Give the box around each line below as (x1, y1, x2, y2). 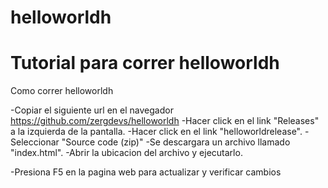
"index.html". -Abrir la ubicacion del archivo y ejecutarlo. (10, 147, 243, 159)
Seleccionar (10, 136, 60, 148)
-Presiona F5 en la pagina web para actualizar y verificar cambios (10, 166, 282, 178)
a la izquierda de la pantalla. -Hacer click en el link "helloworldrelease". (10, 126, 303, 138)
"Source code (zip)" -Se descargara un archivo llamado (61, 136, 291, 148)
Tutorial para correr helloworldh (10, 52, 280, 75)
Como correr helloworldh (10, 85, 114, 97)
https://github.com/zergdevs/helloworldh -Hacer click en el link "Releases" (10, 115, 320, 127)
